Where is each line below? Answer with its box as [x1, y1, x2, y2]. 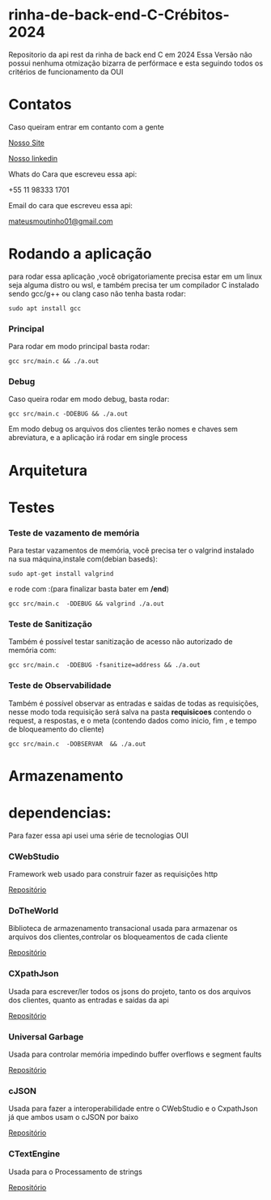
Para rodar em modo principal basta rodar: [8, 342, 150, 352]
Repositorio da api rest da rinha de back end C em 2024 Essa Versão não [8, 49, 252, 59]
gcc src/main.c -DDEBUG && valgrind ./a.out [8, 600, 164, 609]
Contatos [8, 96, 72, 114]
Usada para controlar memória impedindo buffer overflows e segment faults [8, 1049, 262, 1059]
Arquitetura [8, 461, 87, 480]
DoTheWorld [8, 905, 59, 916]
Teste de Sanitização [8, 618, 93, 630]
